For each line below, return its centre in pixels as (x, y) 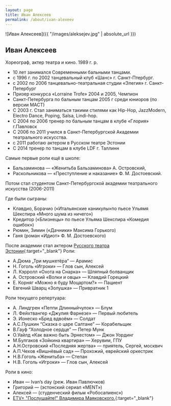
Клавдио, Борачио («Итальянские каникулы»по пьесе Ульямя (81, 209)
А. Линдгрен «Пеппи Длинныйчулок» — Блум (63, 308)
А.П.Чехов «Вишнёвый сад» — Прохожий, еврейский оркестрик (83, 351)
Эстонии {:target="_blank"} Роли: (40, 251)
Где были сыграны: (26, 199)
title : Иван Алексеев (28, 15)
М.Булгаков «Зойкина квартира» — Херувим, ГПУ (67, 341)
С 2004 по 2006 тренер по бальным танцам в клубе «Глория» (81, 121)
